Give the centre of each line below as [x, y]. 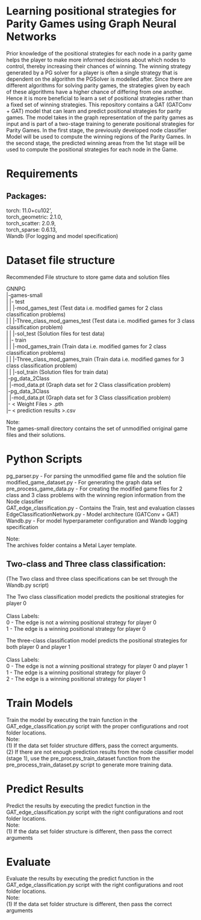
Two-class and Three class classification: [86, 564]
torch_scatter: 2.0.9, [31, 223]
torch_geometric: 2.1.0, [34, 217]
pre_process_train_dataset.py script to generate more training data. [90, 765]
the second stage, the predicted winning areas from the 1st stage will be [96, 143]
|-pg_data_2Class [28, 378]
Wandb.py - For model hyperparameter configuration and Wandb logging [97, 521]
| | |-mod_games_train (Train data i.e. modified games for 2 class [86, 346]
